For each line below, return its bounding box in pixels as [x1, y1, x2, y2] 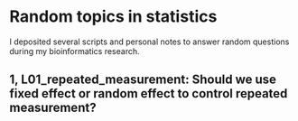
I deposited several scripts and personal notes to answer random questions [9, 36, 290, 47]
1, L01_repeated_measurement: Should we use [9, 72, 277, 88]
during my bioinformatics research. [9, 45, 140, 56]
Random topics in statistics [9, 6, 218, 27]
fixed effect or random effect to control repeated [9, 86, 288, 101]
